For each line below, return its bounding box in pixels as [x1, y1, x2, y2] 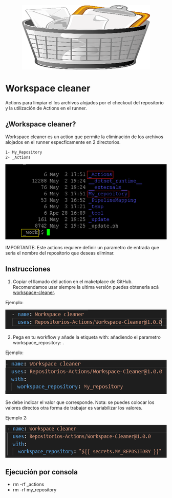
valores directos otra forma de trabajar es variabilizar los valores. [5, 404, 143, 411]
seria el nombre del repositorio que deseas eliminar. [5, 250, 115, 256]
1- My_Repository [5, 150, 42, 155]
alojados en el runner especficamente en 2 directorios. [5, 139, 121, 145]
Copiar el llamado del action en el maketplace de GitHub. [12, 278, 133, 285]
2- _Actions [5, 155, 31, 160]
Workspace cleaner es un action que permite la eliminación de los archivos [5, 134, 164, 140]
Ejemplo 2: [5, 414, 28, 421]
